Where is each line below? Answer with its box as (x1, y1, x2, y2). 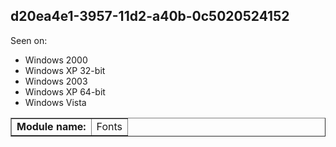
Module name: (16, 119, 87, 133)
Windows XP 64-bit (24, 85, 106, 98)
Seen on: (10, 34, 48, 46)
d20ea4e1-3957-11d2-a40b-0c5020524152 (10, 8, 290, 25)
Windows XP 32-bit (24, 64, 106, 76)
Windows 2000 (24, 54, 88, 66)
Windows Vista (24, 96, 87, 108)
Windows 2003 (24, 75, 88, 87)
